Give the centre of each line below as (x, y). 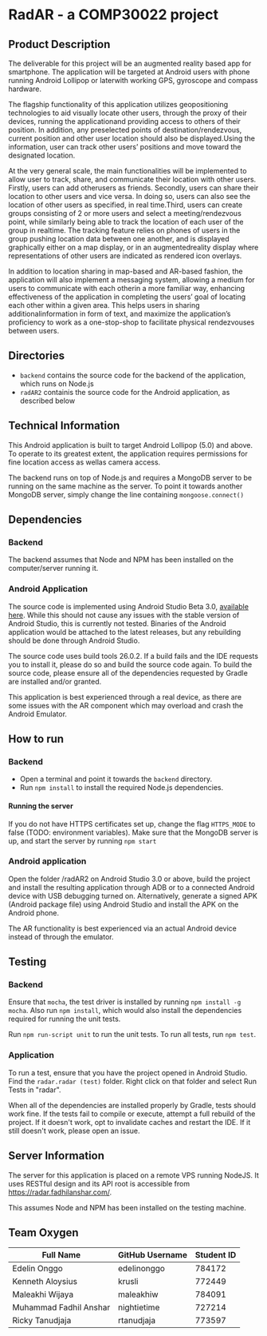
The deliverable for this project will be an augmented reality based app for (130, 63)
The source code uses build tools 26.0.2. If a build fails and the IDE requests (133, 656)
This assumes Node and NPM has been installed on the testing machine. (128, 1207)
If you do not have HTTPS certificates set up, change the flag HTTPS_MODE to (132, 824)
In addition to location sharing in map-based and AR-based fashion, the (126, 271)
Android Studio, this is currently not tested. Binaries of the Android (118, 623)
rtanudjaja (137, 1321)
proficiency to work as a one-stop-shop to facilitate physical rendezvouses (132, 322)
